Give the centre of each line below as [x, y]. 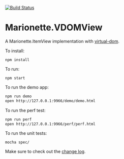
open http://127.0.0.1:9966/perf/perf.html [50, 124]
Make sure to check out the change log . [46, 152]
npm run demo [18, 96]
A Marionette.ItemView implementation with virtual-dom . [62, 41]
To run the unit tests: [26, 133]
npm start [15, 78]
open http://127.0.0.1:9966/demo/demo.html [50, 101]
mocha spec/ [17, 142]
